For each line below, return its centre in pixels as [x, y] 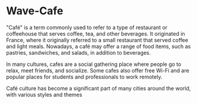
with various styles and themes [44, 94]
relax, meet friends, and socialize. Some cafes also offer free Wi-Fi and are [98, 70]
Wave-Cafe [35, 11]
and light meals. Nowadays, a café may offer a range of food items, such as [99, 46]
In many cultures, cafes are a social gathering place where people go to [94, 64]
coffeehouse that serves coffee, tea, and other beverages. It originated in [96, 33]
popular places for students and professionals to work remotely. [84, 77]
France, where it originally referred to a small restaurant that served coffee [97, 40]
